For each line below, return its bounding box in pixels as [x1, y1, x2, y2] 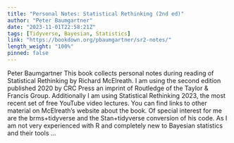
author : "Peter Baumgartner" [7, 17, 93, 24]
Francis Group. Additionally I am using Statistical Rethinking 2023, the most [7, 91, 226, 99]
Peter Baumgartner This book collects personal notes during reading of [7, 68, 214, 77]
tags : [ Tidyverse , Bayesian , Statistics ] [7, 30, 131, 37]
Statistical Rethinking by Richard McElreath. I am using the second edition [7, 76, 221, 85]
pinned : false [7, 50, 49, 57]
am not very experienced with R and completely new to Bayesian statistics [7, 121, 223, 130]
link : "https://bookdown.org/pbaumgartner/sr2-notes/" [7, 37, 172, 44]
